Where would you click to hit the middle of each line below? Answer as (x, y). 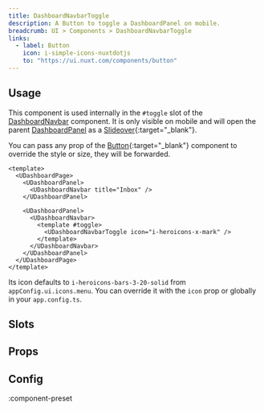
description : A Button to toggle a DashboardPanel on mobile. (114, 23)
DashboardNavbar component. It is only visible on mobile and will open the (132, 121)
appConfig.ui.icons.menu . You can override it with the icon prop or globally (132, 290)
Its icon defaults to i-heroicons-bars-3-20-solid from (97, 282)
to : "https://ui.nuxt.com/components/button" (100, 61)
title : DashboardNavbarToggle (59, 16)
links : (19, 38)
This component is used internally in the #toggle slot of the (106, 113)
